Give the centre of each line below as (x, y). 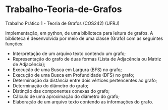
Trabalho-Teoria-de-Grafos (64, 9)
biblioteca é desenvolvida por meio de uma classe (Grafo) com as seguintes (84, 38)
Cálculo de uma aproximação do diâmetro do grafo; (66, 96)
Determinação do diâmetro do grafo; (50, 86)
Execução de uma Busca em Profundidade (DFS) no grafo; (73, 75)
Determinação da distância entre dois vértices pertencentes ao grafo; (85, 80)
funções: (14, 43)
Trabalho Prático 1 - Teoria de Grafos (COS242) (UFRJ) (63, 23)
